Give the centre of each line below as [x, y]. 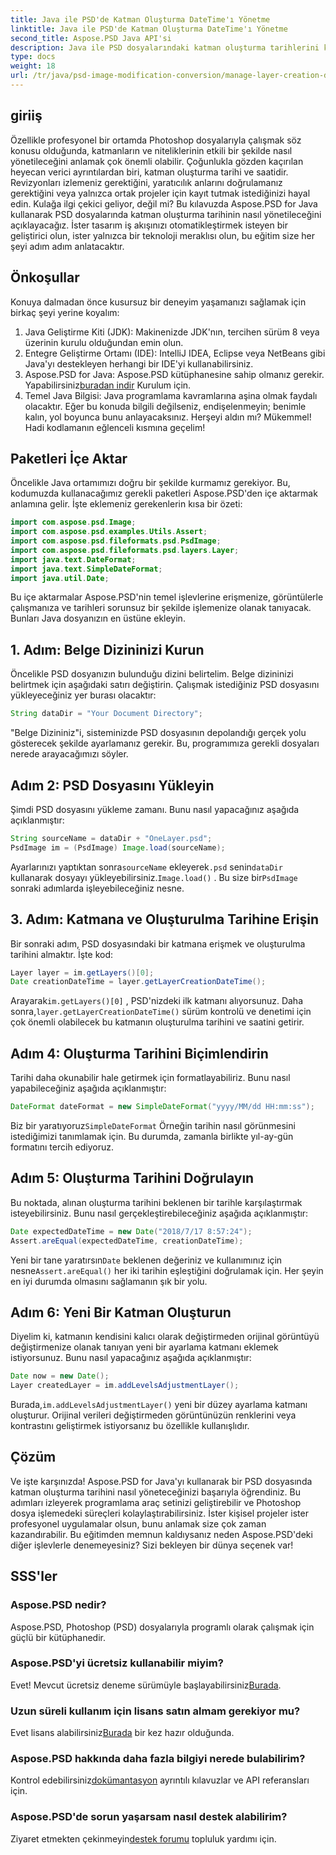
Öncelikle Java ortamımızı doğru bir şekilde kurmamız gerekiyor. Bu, [150, 483]
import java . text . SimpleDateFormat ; [86, 569]
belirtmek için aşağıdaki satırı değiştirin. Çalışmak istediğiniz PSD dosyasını [165, 685]
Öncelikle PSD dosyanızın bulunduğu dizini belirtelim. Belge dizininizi [152, 674]
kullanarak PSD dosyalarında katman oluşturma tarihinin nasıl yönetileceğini [166, 214]
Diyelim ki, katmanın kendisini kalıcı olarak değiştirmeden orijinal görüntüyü [165, 1337]
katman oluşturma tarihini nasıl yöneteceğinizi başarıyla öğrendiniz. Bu [155, 1492]
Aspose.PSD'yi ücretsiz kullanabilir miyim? [117, 1663]
